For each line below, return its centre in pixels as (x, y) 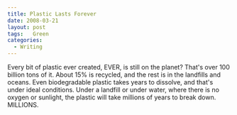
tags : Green (28, 34)
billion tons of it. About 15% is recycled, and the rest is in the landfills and (114, 75)
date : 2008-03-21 (33, 21)
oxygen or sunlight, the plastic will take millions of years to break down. (112, 97)
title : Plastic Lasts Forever (52, 14)
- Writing (28, 47)
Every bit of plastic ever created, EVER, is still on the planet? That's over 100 (119, 67)
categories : (25, 40)
